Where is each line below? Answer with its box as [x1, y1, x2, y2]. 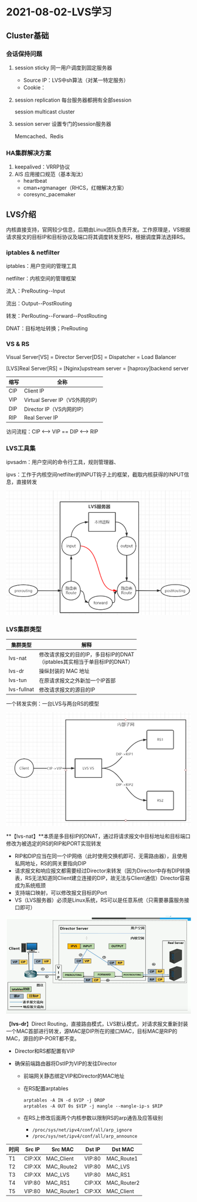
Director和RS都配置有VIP [14, 1047, 75, 1055]
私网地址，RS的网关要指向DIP [14, 860, 87, 867]
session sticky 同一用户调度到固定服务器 [14, 64, 113, 71]
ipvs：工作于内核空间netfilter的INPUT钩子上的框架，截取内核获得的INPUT [6, 471, 185, 478]
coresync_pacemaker [23, 191, 76, 198]
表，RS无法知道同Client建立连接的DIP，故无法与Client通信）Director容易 [14, 875, 191, 882]
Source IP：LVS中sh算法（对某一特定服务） [23, 76, 129, 83]
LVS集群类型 [6, 625, 42, 633]
